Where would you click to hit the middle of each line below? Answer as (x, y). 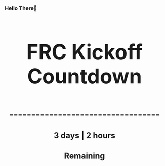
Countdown (85, 76)
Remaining (85, 156)
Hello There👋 (21, 8)
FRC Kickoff (85, 51)
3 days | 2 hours (85, 135)
